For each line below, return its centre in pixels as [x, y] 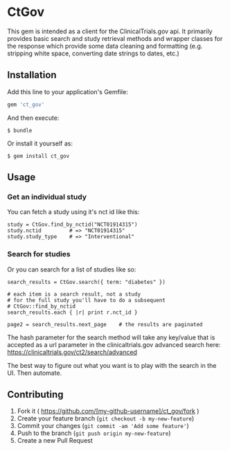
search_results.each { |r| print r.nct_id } [72, 312]
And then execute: [33, 118]
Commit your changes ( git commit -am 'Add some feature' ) [103, 426]
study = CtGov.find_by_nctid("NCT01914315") [72, 225]
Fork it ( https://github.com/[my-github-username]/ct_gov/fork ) [108, 411]
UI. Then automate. [35, 373]
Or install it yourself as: [40, 143]
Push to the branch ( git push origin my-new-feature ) [94, 433]
